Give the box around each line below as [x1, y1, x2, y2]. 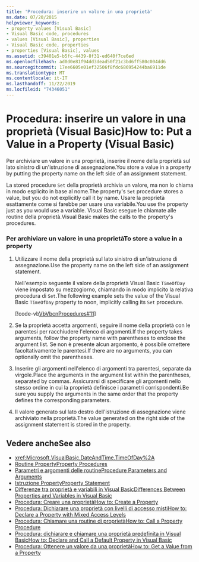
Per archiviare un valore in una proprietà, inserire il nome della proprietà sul [6, 157, 191, 164]
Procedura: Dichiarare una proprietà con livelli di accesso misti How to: [14, 505, 187, 512]
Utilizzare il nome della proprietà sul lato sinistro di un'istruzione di [14, 255, 178, 263]
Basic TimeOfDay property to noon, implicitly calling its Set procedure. [14, 299, 184, 306]
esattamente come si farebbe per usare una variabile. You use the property [6, 200, 188, 208]
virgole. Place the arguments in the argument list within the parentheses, [14, 371, 191, 379]
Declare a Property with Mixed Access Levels [14, 511, 127, 518]
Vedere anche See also [6, 438, 91, 448]
